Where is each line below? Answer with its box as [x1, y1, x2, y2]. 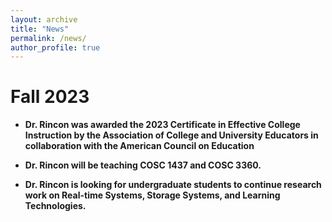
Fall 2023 [10, 86, 90, 108]
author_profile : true [10, 42, 101, 53]
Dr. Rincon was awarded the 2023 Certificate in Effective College [24, 119, 301, 131]
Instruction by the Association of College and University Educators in [24, 129, 319, 141]
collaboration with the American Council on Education [24, 140, 255, 152]
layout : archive [10, 14, 78, 25]
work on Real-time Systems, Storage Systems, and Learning [24, 189, 281, 201]
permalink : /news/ [10, 33, 87, 43]
